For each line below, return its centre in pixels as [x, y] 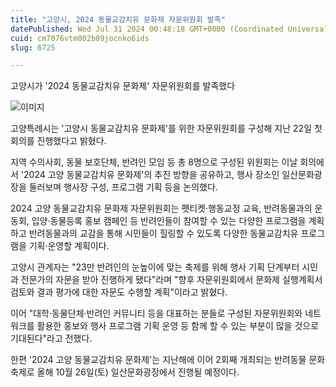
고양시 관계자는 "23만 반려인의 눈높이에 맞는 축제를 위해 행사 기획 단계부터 [155, 267]
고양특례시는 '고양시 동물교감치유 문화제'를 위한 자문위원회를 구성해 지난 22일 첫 [166, 128]
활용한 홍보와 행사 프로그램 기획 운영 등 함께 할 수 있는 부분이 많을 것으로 [178, 326]
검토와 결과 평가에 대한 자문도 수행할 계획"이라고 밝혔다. [119, 292]
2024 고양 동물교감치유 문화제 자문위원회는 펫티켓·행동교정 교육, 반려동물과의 [161, 208]
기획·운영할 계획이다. [69, 246]
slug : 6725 [33, 47]
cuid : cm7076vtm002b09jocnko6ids [80, 38]
